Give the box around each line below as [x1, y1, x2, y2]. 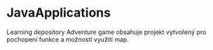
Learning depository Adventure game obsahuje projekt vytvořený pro [6, 28, 207, 36]
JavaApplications [6, 5, 111, 21]
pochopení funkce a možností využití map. [6, 35, 129, 43]
